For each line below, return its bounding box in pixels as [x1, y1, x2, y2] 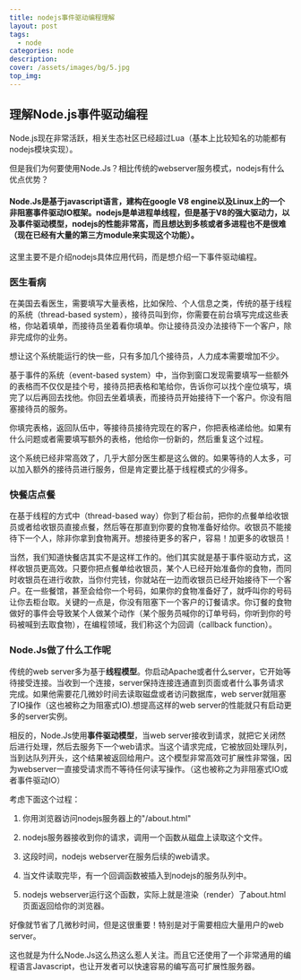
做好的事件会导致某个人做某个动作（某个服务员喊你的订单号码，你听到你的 [9, 608, 284, 619]
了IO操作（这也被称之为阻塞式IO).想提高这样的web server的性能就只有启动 [9, 699, 285, 710]
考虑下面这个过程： [9, 794, 81, 804]
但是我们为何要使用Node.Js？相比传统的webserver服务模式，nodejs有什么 [9, 162, 285, 173]
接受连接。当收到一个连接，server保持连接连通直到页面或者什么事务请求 [16, 677, 285, 688]
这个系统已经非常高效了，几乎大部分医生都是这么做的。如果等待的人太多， [9, 453, 284, 464]
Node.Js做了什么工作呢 [9, 644, 112, 656]
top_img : [9, 72, 42, 81]
